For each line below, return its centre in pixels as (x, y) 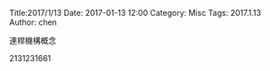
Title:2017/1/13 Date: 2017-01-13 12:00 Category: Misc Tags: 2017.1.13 (135, 13)
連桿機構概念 (33, 40)
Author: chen (33, 22)
